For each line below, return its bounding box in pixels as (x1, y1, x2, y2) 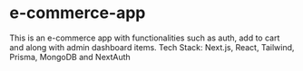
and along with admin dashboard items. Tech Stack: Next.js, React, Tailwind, (9, 41, 295, 52)
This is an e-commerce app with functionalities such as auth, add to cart (9, 32, 280, 43)
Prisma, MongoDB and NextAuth (9, 51, 132, 62)
